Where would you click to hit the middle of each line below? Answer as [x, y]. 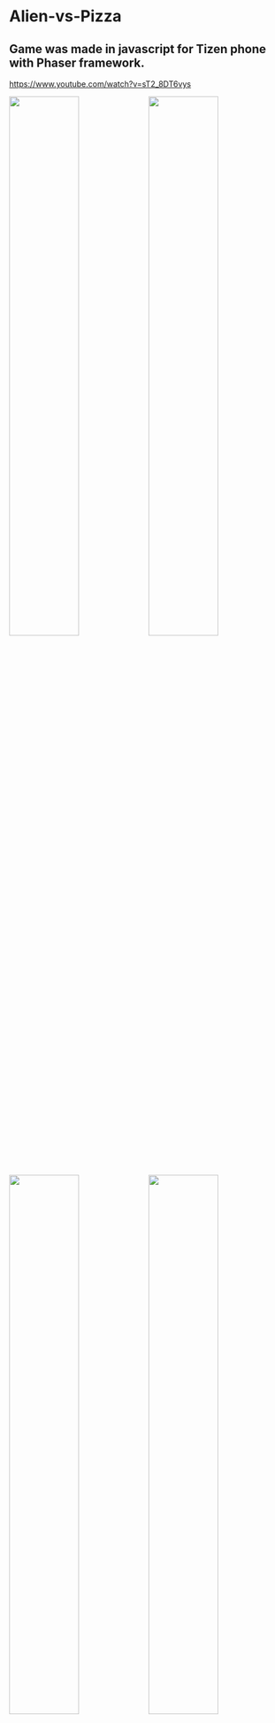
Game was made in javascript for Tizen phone [138, 49]
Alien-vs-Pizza [65, 16]
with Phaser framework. [77, 62]
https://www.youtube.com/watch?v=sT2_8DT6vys [100, 84]
